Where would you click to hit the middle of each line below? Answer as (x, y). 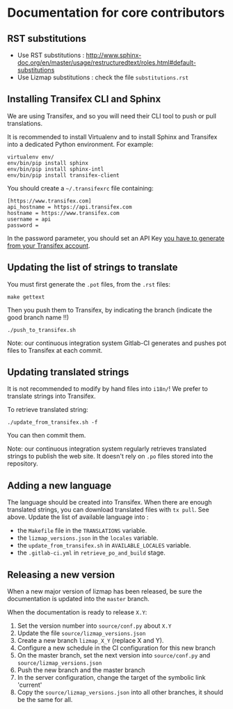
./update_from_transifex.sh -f (53, 422)
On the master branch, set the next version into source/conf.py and (114, 655)
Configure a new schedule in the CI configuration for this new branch (116, 648)
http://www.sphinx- (114, 55)
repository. (23, 463)
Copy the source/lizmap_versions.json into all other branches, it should (120, 692)
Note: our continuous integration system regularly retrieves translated (107, 449)
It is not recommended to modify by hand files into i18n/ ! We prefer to (108, 389)
